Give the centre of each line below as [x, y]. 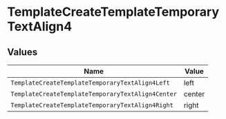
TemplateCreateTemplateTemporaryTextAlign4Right [92, 105]
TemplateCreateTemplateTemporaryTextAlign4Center [94, 94]
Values [22, 52]
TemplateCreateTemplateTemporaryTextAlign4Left [91, 83]
